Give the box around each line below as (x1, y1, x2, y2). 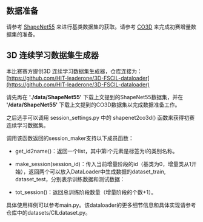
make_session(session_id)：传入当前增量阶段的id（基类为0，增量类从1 (15, 160, 192, 167)
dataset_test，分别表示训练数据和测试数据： (15, 175, 125, 182)
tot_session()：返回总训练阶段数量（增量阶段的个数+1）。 (15, 188, 157, 196)
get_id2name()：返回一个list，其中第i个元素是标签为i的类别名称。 (15, 147, 178, 154)
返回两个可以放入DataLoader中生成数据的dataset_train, (28, 168, 166, 175)
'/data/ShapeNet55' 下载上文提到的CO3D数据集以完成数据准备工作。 (6, 101, 181, 108)
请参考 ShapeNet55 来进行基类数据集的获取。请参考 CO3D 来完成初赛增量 (6, 23, 191, 30)
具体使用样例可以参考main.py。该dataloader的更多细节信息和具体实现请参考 (6, 201, 196, 209)
